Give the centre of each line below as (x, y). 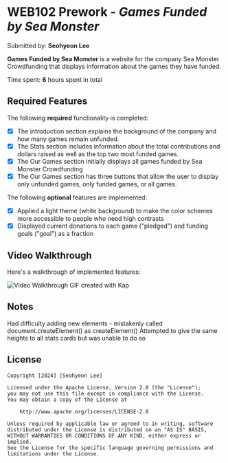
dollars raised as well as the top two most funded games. (98, 154)
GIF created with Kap (99, 285)
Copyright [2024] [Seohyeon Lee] (55, 376)
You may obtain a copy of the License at (67, 400)
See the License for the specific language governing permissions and (110, 448)
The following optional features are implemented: (77, 197)
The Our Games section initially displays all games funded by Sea (110, 161)
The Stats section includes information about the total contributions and (118, 146)
